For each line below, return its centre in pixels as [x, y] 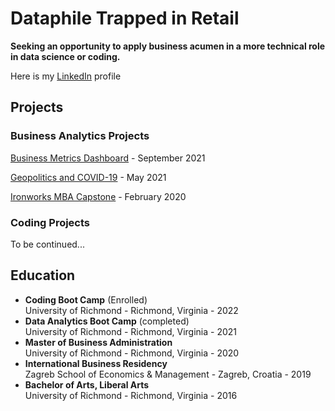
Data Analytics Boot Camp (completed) [107, 321]
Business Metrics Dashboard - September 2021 [108, 158]
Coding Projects [50, 222]
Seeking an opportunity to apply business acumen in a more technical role [168, 46]
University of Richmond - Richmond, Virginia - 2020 [132, 353]
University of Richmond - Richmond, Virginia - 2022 [131, 310]
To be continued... [47, 244]
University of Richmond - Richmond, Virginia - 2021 [131, 331]
